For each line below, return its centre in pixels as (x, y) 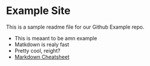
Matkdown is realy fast (42, 44)
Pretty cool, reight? (37, 50)
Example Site (39, 11)
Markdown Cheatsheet (42, 57)
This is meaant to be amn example (56, 38)
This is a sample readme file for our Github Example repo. (75, 27)
